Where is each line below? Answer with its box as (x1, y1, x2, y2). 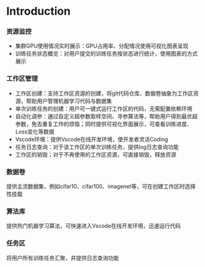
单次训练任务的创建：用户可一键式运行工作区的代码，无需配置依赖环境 (15, 105, 193, 112)
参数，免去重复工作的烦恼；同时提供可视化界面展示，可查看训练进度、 (15, 120, 193, 127)
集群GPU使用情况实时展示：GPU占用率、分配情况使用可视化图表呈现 (15, 42, 188, 50)
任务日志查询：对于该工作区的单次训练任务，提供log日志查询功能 (15, 143, 179, 151)
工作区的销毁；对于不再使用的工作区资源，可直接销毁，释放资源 (15, 151, 176, 158)
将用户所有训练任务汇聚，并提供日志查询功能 (6, 254, 119, 261)
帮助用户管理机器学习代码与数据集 (26, 97, 112, 105)
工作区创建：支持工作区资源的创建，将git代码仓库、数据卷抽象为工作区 (15, 89, 194, 97)
